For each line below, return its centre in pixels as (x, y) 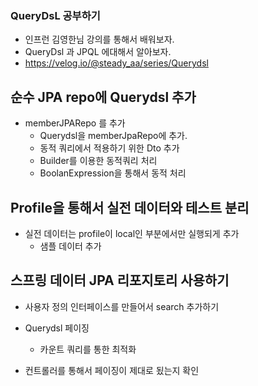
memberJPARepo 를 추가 (75, 123)
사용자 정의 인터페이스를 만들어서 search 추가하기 (122, 306)
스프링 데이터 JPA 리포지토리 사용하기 (120, 280)
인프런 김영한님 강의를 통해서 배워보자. (99, 39)
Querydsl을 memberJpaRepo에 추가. (113, 136)
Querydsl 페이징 (57, 328)
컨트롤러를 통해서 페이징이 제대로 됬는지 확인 (112, 370)
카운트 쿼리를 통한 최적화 (88, 349)
